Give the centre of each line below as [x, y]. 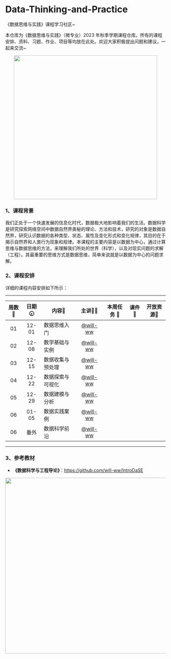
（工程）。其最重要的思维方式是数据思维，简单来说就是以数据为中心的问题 [82, 255]
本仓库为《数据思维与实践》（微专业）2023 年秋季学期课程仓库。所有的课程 [84, 35]
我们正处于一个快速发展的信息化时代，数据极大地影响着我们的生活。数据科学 [85, 223]
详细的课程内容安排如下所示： [36, 288]
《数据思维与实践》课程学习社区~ [40, 24]
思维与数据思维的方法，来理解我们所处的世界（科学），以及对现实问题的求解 [84, 248]
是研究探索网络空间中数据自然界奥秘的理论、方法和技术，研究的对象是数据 [83, 229]
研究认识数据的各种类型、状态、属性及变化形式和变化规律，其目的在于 [92, 236]
